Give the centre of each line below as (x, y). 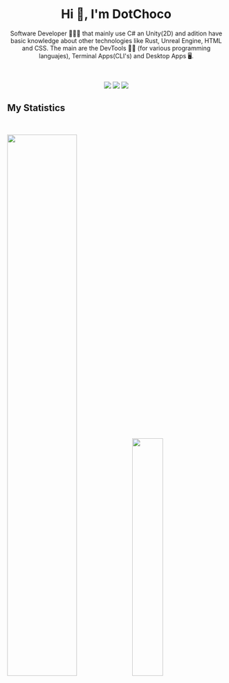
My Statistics (36, 108)
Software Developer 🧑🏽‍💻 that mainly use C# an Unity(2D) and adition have (116, 33)
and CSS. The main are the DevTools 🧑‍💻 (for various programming (116, 48)
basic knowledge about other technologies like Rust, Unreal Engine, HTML (116, 40)
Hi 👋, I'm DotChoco (116, 14)
